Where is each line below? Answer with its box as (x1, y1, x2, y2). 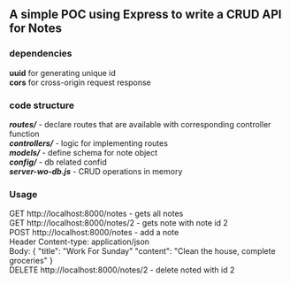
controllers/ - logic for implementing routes (9, 137, 168, 149)
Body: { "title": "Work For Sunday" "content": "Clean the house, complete (9, 246, 276, 257)
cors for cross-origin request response (9, 77, 152, 88)
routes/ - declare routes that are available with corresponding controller (9, 119, 271, 129)
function (9, 128, 40, 139)
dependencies (9, 48, 72, 60)
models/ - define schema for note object (9, 147, 158, 157)
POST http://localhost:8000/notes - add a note (9, 227, 179, 238)
